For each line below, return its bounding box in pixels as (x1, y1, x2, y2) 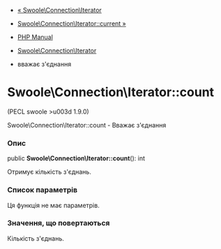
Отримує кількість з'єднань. (7, 167, 92, 176)
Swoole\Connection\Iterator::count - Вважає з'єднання (7, 121, 167, 129)
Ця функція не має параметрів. (7, 201, 100, 209)
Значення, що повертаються (7, 218, 110, 228)
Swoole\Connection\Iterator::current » (17, 20, 127, 27)
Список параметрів (7, 185, 78, 195)
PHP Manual (17, 33, 54, 41)
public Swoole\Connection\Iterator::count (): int (7, 154, 145, 163)
